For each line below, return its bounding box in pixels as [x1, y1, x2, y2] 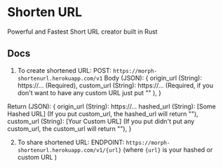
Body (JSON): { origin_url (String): [104, 73, 202, 82]
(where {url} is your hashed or [122, 145, 213, 154]
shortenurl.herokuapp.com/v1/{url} [17, 146, 122, 154]
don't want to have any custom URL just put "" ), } [17, 88, 161, 97]
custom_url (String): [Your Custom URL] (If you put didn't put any [7, 117, 195, 125]
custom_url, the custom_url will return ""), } [7, 124, 132, 133]
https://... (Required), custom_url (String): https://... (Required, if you [17, 81, 214, 90]
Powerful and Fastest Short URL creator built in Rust [7, 27, 158, 36]
